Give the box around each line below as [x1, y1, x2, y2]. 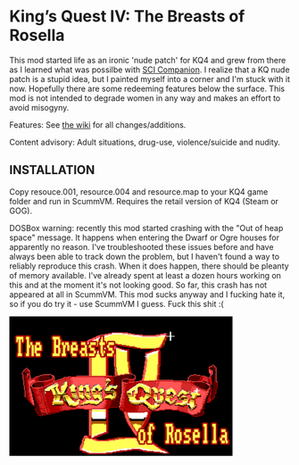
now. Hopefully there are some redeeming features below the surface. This [9, 83, 286, 94]
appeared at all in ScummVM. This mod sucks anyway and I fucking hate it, [9, 288, 286, 300]
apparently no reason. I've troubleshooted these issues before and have [9, 241, 274, 252]
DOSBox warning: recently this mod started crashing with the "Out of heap [9, 222, 284, 233]
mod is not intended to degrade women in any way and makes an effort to [9, 92, 281, 104]
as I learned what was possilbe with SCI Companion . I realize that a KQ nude [9, 64, 290, 75]
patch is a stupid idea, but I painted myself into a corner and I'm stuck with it [9, 73, 291, 84]
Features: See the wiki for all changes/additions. [9, 119, 187, 130]
